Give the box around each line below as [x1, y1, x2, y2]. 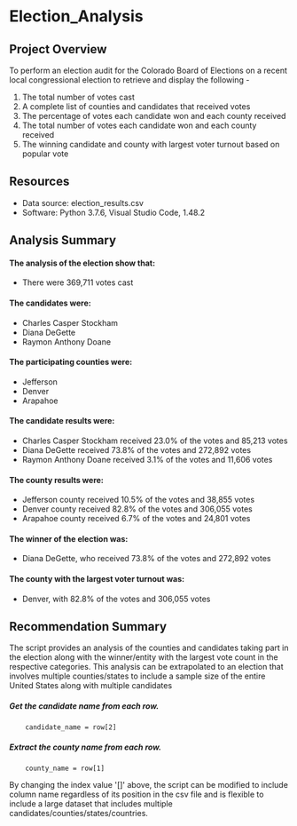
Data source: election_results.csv [21, 197, 145, 208]
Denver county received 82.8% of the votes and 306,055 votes [21, 504, 253, 514]
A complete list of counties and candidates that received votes [21, 101, 251, 112]
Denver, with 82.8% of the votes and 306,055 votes [21, 593, 211, 604]
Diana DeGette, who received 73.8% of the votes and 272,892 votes [21, 553, 271, 564]
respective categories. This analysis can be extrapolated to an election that [9, 662, 284, 672]
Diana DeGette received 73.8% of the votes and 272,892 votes [21, 445, 251, 456]
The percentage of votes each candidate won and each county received [21, 111, 286, 121]
